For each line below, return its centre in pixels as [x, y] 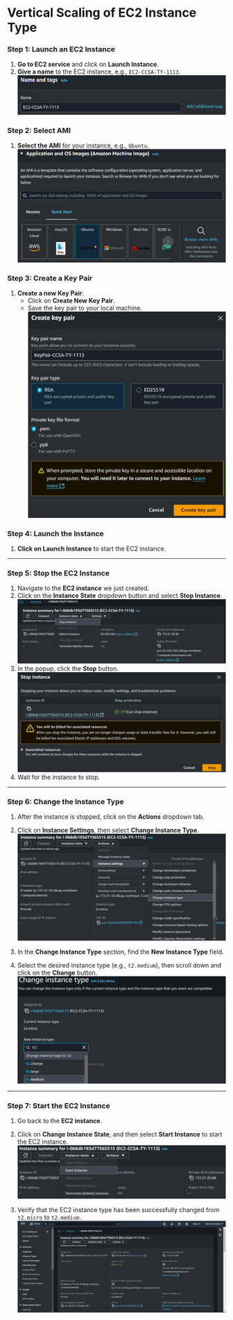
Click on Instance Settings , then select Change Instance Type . [108, 830]
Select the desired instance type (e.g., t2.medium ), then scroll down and [119, 965]
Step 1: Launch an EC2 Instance [61, 49]
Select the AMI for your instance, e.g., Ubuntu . [83, 146]
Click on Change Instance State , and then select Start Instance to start [120, 1134]
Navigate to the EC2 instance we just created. [83, 588]
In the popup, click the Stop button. [68, 669]
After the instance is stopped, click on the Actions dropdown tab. [111, 817]
